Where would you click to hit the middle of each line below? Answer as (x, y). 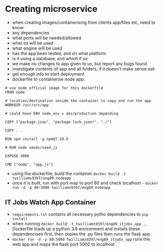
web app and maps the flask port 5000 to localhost (63, 244)
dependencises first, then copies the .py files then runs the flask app (81, 234)
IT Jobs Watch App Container (51, 202)
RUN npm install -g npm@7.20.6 (37, 139)
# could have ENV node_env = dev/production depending (62, 113)
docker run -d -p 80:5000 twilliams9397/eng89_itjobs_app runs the (81, 239)
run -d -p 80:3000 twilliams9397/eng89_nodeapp (61, 187)
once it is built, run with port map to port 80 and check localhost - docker (85, 183)
